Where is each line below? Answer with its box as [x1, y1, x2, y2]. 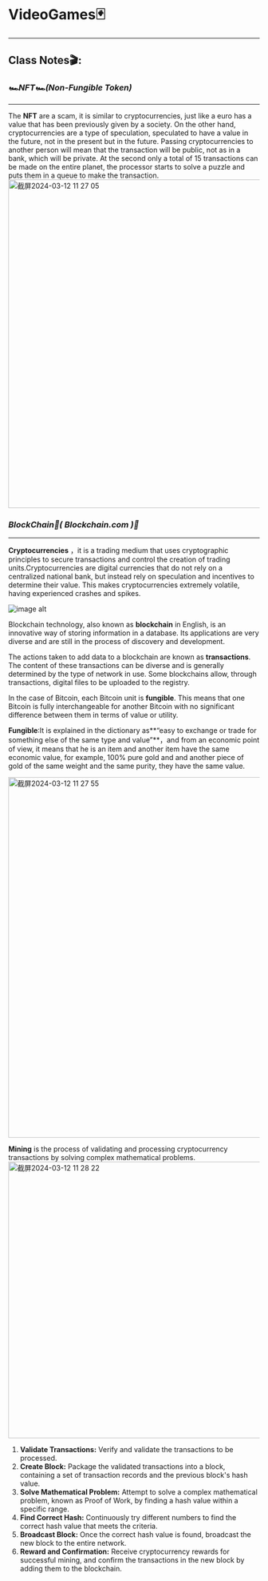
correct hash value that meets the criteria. [19, 1521, 158, 1531]
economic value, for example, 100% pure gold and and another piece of [8, 752, 245, 762]
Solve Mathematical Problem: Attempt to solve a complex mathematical [19, 1487, 258, 1496]
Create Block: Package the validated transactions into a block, [19, 1461, 226, 1471]
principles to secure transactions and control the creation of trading [8, 554, 231, 564]
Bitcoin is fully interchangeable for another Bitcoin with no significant [8, 701, 235, 711]
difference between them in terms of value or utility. [8, 710, 179, 719]
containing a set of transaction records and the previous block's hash [19, 1470, 249, 1479]
